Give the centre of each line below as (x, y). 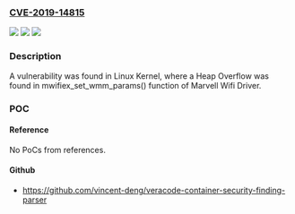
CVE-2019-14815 (47, 13)
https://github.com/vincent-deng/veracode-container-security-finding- (154, 190)
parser (35, 200)
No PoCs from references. (57, 150)
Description (35, 56)
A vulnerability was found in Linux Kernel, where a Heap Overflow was (139, 76)
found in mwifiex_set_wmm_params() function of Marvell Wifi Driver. (135, 85)
